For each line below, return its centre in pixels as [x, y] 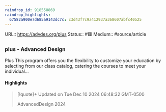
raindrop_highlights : [28, 15]
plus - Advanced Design [35, 49]
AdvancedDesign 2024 [41, 104]
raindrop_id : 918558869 [30, 10]
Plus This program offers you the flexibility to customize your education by [83, 60]
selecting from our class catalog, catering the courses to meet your [75, 66]
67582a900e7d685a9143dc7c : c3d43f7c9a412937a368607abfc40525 [76, 19]
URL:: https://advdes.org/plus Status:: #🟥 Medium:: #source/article [75, 34]
